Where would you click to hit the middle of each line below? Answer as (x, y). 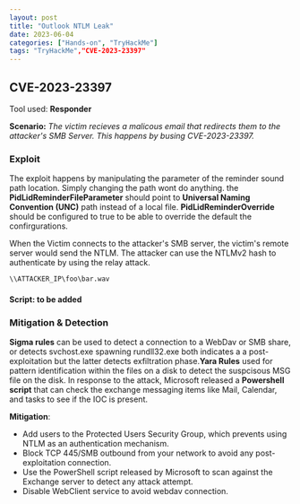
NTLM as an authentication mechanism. (96, 443)
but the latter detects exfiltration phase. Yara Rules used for (163, 361)
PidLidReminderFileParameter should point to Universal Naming (130, 197)
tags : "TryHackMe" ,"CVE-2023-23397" (77, 51)
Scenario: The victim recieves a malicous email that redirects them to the (145, 126)
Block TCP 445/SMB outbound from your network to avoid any (137, 453)
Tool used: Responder (51, 109)
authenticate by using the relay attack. (80, 263)
